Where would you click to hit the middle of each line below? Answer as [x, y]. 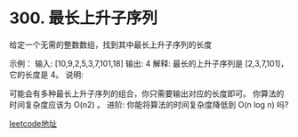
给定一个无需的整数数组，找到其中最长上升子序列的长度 [110, 44]
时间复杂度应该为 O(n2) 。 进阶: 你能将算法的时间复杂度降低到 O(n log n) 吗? [149, 104]
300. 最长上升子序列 [84, 18]
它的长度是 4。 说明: [46, 74]
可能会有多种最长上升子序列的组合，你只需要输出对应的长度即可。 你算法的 [147, 93]
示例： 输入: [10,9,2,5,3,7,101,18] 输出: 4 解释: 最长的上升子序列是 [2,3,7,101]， [149, 63]
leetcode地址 [33, 123]
